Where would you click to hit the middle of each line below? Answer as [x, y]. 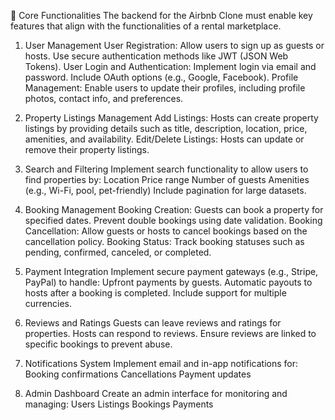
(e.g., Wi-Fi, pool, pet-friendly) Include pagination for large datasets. [165, 190]
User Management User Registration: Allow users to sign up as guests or [174, 45]
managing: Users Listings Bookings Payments [119, 404]
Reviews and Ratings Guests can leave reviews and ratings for [153, 323]
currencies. [48, 303]
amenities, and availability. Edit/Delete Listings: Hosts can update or [164, 139]
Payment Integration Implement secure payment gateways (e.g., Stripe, [171, 271]
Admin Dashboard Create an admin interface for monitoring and [156, 393]
